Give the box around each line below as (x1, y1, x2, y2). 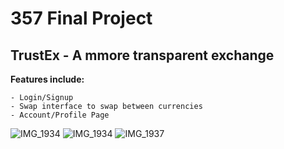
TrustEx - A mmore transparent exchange (10, 47, 275, 64)
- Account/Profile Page (10, 110, 110, 120)
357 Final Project (10, 7, 153, 30)
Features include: (10, 73, 85, 85)
